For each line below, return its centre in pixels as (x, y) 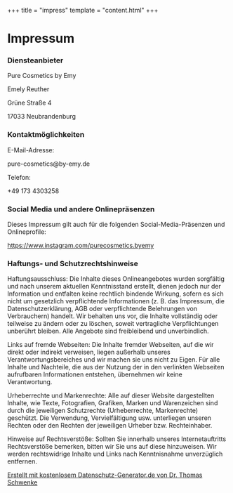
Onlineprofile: (27, 232)
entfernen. (22, 461)
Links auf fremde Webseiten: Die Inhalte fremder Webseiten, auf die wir (111, 345)
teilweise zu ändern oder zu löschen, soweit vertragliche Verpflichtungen (113, 324)
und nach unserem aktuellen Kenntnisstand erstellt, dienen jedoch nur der (114, 287)
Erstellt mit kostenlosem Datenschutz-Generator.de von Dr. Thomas (105, 475)
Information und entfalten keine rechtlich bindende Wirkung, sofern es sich (116, 294)
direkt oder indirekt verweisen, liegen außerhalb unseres (89, 352)
